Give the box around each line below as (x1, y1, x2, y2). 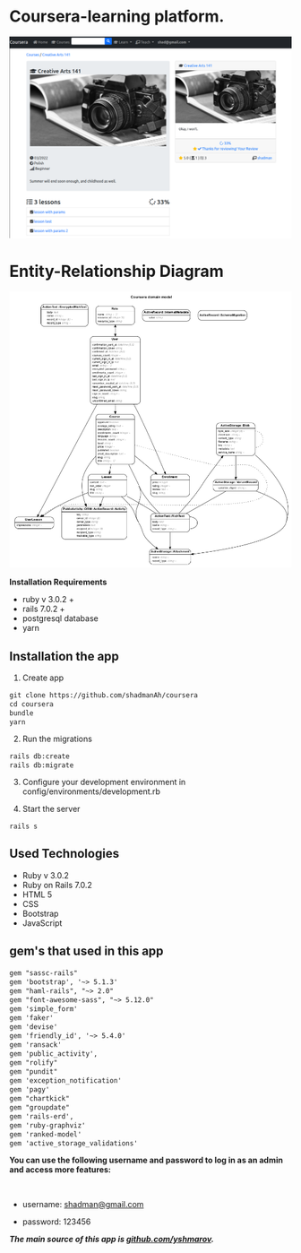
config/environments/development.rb (21, 786, 161, 797)
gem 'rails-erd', (9, 1111, 74, 1121)
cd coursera (9, 699, 54, 709)
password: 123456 (21, 1216, 91, 1227)
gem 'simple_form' (9, 1004, 78, 1014)
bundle (9, 708, 34, 718)
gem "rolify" (9, 1058, 58, 1067)
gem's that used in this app (9, 944, 164, 959)
